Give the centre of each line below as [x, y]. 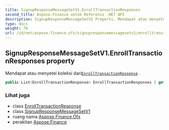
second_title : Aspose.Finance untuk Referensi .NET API [65, 14]
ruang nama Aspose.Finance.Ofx [46, 116]
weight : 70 [17, 28]
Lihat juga [18, 95]
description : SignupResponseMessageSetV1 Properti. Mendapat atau [76, 19]
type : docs [17, 24]
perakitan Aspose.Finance [39, 122]
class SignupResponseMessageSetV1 [51, 111]
